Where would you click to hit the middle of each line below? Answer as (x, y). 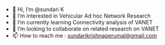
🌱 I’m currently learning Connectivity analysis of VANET (82, 22)
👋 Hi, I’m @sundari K (38, 9)
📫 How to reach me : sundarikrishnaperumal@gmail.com (85, 36)
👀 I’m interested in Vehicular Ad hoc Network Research (82, 16)
